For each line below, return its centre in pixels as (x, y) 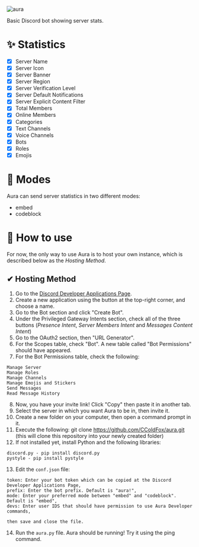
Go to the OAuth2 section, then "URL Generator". (75, 338)
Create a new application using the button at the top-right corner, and (100, 300)
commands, (19, 511)
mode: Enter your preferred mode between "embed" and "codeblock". (92, 495)
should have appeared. (43, 350)
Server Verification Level (45, 88)
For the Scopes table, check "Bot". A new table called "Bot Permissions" (103, 344)
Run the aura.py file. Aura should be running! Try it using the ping (95, 532)
